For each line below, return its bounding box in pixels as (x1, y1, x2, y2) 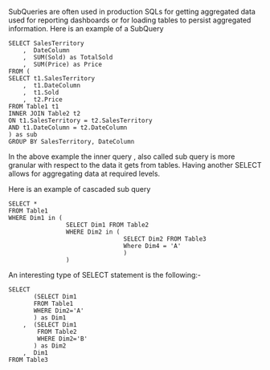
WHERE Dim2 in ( (65, 228, 121, 236)
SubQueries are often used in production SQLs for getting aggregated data (8, 7, 256, 16)
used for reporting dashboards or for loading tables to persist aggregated (8, 15, 252, 25)
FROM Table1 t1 (8, 103, 59, 111)
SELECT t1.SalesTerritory (8, 75, 95, 83)
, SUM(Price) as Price (22, 60, 103, 68)
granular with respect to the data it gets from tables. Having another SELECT (8, 161, 262, 169)
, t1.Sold (22, 88, 59, 96)
